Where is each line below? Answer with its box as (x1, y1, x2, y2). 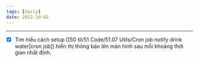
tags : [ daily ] (6, 8, 41, 15)
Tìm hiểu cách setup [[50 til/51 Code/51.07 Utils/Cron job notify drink (14, 36, 182, 43)
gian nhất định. (14, 48, 52, 56)
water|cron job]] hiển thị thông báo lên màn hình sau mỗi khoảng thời (14, 43, 184, 50)
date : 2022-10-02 (6, 14, 49, 20)
